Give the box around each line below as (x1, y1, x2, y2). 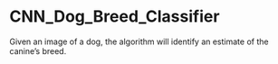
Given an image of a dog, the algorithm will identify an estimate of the (9, 36, 269, 47)
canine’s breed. (9, 45, 67, 56)
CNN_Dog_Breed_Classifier (9, 6, 220, 27)
